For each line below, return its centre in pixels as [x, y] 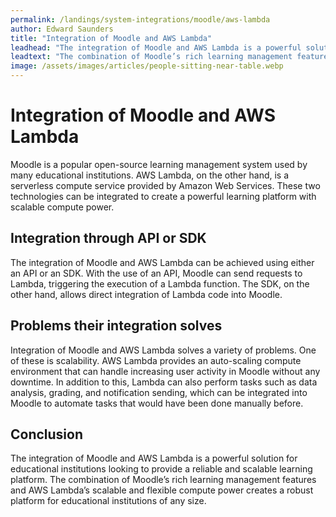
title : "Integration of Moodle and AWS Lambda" [111, 38]
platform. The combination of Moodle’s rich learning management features [163, 480]
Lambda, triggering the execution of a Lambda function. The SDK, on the [160, 283]
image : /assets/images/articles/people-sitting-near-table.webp [147, 66]
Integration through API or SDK [108, 238]
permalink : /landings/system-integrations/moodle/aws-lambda [140, 19]
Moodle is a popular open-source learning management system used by [159, 164]
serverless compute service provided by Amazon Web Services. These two [165, 185]
